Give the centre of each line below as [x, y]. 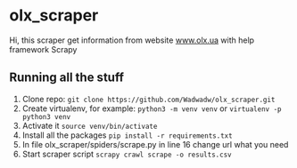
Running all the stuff [67, 78]
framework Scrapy [43, 49]
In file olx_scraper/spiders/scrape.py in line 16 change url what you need [155, 144]
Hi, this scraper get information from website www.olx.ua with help [132, 40]
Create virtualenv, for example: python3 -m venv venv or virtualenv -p [152, 108]
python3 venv [46, 116]
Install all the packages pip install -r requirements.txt [128, 135]
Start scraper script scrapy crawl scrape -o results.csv [127, 154]
